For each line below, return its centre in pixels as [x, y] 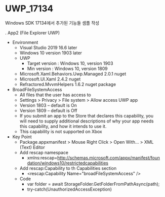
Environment [25, 42]
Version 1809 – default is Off [48, 110]
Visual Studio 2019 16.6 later [48, 47]
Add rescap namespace [44, 152]
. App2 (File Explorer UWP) [33, 33]
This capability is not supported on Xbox [61, 131]
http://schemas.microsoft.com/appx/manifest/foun [109, 158]
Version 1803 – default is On [48, 105]
